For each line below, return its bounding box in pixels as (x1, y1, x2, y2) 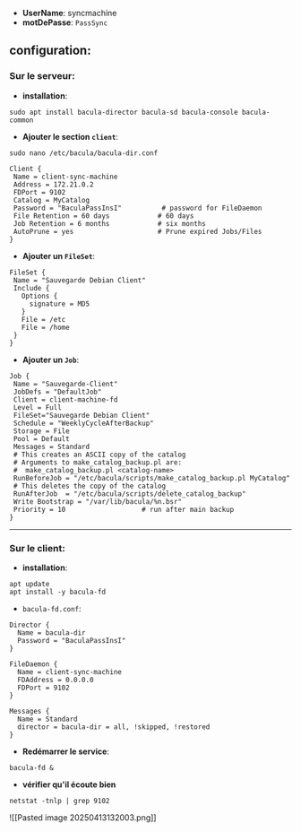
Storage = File (13, 426, 70, 436)
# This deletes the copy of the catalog (13, 481, 167, 490)
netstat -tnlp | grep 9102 (9, 796, 110, 805)
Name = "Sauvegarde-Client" (13, 379, 118, 388)
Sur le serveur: (9, 70, 75, 82)
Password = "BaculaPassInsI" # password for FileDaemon (13, 204, 262, 212)
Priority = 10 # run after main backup (13, 505, 235, 514)
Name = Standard (17, 715, 78, 724)
